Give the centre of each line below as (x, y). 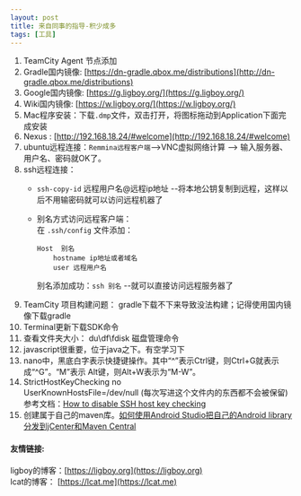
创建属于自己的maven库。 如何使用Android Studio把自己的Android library (158, 415)
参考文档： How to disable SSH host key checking (115, 404)
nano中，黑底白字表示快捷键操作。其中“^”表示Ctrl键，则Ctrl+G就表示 (151, 361)
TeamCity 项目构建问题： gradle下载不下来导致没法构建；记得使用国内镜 (157, 305)
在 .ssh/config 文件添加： (85, 231)
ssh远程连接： (49, 170)
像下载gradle (47, 316)
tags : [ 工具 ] (33, 34)
